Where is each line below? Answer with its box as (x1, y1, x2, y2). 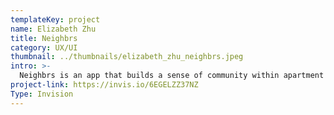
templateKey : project (10, 14, 101, 25)
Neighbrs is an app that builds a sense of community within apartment (19, 71, 325, 81)
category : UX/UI (10, 42, 78, 53)
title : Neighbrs (10, 33, 78, 43)
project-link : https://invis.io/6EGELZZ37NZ (10, 80, 199, 90)
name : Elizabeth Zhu (10, 24, 97, 34)
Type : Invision (10, 89, 74, 99)
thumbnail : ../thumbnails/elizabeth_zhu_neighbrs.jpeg (10, 52, 244, 62)
